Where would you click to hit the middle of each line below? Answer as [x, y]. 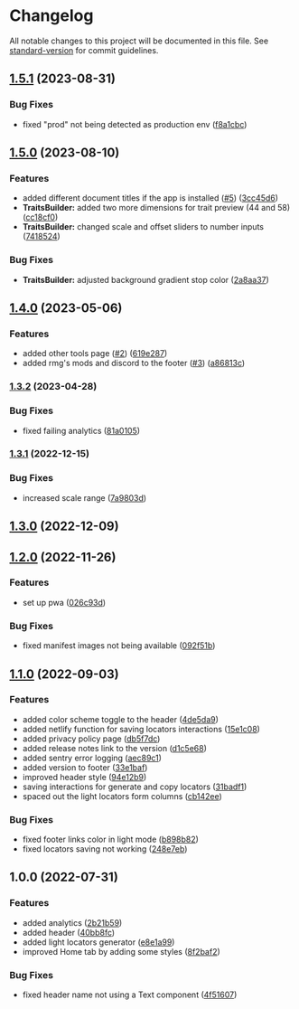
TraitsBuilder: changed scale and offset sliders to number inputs [143, 227]
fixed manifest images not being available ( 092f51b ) [119, 646]
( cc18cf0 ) [40, 217]
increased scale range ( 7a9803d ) [84, 497]
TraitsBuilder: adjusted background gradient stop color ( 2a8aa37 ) [145, 279]
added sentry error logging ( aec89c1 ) [92, 758]
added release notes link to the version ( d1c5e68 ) [115, 748]
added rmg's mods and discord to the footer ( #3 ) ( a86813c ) [134, 363]
